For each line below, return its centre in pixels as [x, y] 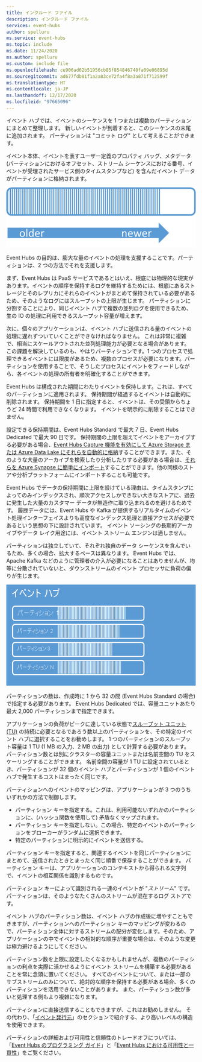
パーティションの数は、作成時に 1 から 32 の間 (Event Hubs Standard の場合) [101, 696]
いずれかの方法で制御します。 [43, 797]
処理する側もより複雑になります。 [59, 997]
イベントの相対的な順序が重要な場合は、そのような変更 [127, 938]
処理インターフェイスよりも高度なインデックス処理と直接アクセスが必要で [103, 518]
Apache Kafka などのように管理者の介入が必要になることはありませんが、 [98, 561]
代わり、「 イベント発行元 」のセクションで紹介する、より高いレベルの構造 [102, 1017]
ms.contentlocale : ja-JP [37, 89]
